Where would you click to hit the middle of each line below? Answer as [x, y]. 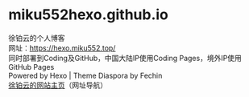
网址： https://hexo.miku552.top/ [62, 48]
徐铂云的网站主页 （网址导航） [58, 85]
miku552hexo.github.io [89, 15]
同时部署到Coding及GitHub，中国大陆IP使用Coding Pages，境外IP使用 [125, 58]
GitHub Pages [31, 67]
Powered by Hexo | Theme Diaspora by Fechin [85, 75]
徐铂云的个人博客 [37, 38]
